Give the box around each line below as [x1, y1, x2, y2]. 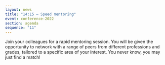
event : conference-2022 [5, 16, 54, 21]
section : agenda [5, 21, 39, 26]
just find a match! [5, 54, 41, 60]
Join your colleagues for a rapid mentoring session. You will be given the [5, 39, 153, 44]
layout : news [5, 7, 32, 12]
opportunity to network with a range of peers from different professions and [5, 44, 160, 50]
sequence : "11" [5, 25, 37, 30]
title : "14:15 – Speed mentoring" [5, 12, 77, 17]
